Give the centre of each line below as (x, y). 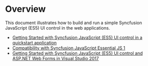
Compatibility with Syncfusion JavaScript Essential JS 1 (69, 48)
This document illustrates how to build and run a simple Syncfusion (74, 23)
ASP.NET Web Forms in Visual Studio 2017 (55, 58)
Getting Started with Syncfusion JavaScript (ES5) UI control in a (77, 37)
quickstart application (34, 42)
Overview (25, 9)
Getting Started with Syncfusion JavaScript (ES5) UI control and (77, 53)
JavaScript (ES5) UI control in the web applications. (58, 28)
